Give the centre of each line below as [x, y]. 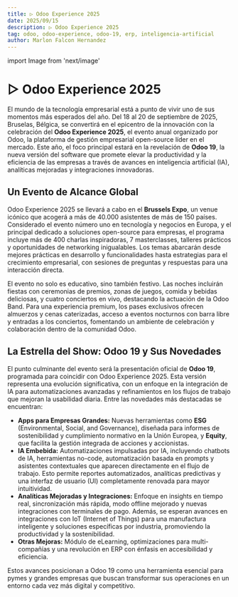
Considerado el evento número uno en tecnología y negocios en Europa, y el [119, 224]
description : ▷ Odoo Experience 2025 [63, 27]
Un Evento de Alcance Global [73, 192]
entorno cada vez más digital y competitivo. [71, 586]
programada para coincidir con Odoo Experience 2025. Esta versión [107, 376]
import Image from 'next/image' [54, 61]
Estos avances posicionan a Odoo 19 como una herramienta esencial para [115, 570]
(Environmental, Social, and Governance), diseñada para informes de [119, 427]
